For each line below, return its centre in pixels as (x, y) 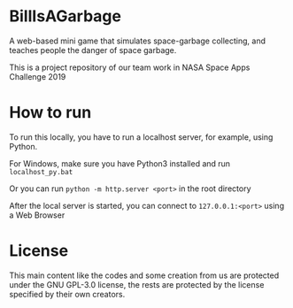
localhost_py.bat (41, 172)
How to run (50, 113)
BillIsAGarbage (66, 16)
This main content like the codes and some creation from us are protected (144, 275)
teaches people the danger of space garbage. (93, 50)
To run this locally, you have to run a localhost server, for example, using (141, 137)
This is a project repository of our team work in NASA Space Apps (130, 67)
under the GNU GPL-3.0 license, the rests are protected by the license (137, 284)
